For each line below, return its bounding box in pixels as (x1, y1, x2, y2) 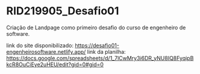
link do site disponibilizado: (6, 42, 74, 49)
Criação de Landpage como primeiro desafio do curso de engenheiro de (6, 24, 186, 31)
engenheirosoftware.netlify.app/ (6, 48, 86, 55)
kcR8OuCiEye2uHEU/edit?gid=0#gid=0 (6, 61, 104, 68)
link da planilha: (87, 48, 126, 55)
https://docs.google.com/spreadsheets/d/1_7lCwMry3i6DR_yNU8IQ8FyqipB (6, 54, 194, 61)
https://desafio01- (75, 42, 119, 49)
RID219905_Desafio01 (6, 4, 119, 18)
